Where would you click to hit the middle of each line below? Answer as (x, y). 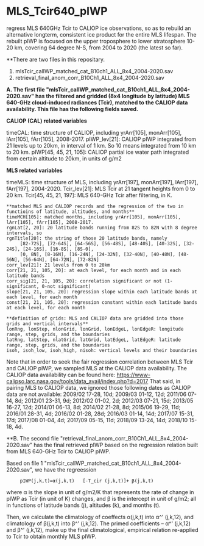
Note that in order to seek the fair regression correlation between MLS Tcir (100, 362)
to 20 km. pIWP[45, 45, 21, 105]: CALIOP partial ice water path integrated (98, 152)
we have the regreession (65, 469)
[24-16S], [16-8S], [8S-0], (58, 249)
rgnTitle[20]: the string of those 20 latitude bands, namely (87, 238)
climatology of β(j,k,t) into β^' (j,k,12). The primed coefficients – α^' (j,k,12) (98, 523)
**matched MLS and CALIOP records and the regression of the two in (95, 206)
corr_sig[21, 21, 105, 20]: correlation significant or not (84, 281)
